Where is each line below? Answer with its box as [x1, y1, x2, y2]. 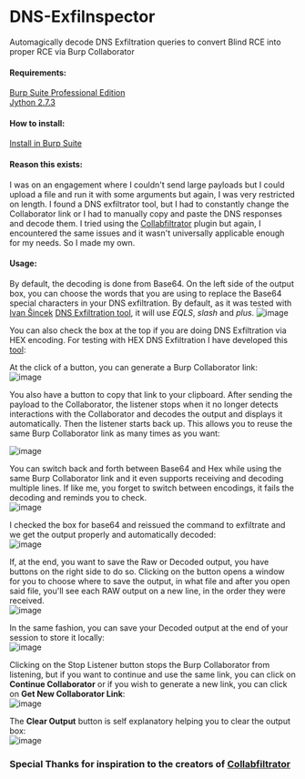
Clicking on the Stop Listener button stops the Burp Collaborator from [9, 659, 270, 670]
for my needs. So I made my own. [9, 237, 136, 248]
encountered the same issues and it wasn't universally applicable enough [9, 228, 285, 238]
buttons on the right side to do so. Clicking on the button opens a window [9, 566, 285, 577]
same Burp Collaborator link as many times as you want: [9, 428, 220, 439]
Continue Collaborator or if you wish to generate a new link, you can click [9, 678, 288, 689]
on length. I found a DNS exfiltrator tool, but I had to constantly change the [9, 198, 290, 209]
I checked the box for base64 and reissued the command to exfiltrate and [9, 519, 286, 530]
